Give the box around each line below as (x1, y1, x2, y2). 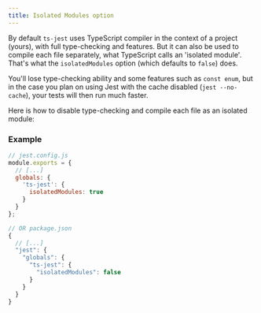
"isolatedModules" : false (36, 269, 122, 277)
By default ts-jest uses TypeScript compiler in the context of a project (8, 33, 238, 43)
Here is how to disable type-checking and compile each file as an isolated (8, 106, 248, 115)
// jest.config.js (8, 151, 68, 159)
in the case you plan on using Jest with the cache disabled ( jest (8, 82, 217, 91)
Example (8, 133, 42, 144)
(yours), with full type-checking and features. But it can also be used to (8, 41, 240, 51)
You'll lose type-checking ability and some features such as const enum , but (8, 73, 253, 83)
